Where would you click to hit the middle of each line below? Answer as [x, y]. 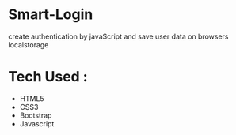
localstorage [29, 44]
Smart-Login [51, 15]
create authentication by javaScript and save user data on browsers [118, 36]
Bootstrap [36, 115]
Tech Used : [48, 77]
